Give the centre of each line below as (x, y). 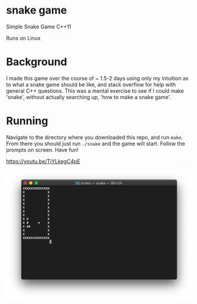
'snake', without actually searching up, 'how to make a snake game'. (88, 97)
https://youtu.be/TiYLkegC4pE (43, 161)
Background (37, 62)
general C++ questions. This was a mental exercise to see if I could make (95, 91)
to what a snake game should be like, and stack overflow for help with (91, 84)
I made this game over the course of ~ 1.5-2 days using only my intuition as (97, 78)
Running (27, 121)
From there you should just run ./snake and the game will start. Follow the (96, 143)
